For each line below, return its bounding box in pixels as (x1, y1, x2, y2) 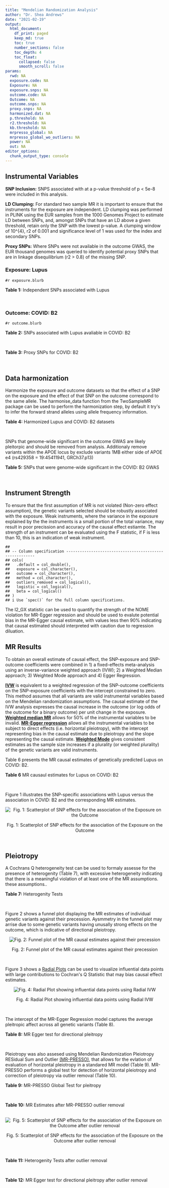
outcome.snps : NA (10, 102, 46, 107)
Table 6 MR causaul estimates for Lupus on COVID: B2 (5, 771, 119, 778)
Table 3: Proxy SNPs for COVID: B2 (5, 349, 79, 355)
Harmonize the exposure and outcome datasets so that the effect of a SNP (5, 387, 160, 393)
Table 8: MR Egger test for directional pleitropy (5, 1031, 103, 1037)
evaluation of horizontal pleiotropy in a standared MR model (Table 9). (5, 1062, 150, 1068)
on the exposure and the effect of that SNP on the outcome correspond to (5, 392, 159, 398)
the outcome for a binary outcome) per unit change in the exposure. (5, 709, 146, 715)
